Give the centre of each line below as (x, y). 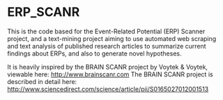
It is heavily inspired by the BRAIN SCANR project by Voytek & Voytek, (107, 67)
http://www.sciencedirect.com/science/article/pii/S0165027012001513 (108, 89)
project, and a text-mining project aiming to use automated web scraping (112, 38)
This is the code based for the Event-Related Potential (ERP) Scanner (106, 31)
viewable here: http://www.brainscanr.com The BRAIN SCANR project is (110, 74)
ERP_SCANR (44, 12)
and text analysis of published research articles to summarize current (107, 46)
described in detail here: (42, 81)
